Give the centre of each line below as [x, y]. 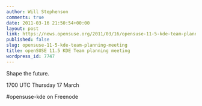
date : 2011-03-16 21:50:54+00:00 [48, 23]
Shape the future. [28, 73]
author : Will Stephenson [37, 12]
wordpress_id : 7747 [31, 56]
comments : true [25, 17]
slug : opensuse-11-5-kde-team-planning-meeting [67, 46]
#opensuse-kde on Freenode [42, 96]
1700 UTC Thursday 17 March [43, 85]
